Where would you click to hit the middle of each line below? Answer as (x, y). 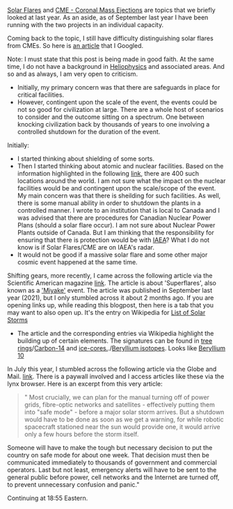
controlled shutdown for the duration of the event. (89, 132)
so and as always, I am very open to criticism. (72, 74)
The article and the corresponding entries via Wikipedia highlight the (115, 333)
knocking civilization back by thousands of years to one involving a (113, 124)
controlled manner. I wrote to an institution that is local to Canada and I (119, 210)
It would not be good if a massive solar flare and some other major (112, 255)
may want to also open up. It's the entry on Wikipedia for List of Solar (106, 313)
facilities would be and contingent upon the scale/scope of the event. (116, 188)
